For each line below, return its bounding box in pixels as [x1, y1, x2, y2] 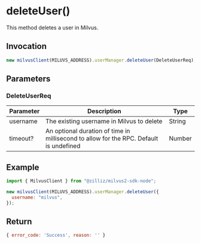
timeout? [9, 135, 34, 143]
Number [169, 135, 192, 143]
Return [6, 216, 32, 227]
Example [6, 162, 39, 172]
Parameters [6, 74, 51, 84]
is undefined [45, 142, 81, 150]
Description [87, 107, 121, 115]
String [169, 117, 187, 126]
